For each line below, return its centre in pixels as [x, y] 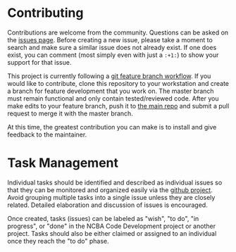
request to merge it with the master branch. [70, 113]
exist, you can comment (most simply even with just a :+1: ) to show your [113, 55]
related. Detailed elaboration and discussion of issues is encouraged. [107, 205]
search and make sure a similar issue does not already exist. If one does [112, 47]
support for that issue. [39, 62]
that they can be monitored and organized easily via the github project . [110, 190]
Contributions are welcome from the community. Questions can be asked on [118, 32]
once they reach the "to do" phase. [58, 241]
